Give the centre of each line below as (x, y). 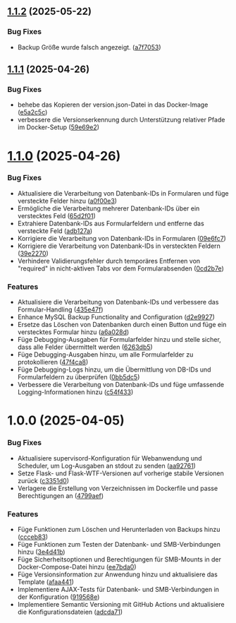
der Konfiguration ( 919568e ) (58, 597)
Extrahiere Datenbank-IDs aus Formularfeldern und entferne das (111, 223)
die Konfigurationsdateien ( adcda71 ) (70, 612)
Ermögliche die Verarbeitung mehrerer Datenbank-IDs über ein (108, 208)
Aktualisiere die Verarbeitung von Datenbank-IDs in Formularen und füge (123, 193)
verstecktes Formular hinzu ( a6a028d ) (73, 332)
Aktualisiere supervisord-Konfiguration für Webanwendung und (110, 458)
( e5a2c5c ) (32, 112)
